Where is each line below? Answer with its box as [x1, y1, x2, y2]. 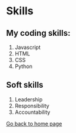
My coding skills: [6, 28, 71, 38]
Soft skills [6, 80, 43, 90]
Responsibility [14, 102, 49, 109]
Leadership [14, 95, 43, 103]
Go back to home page [6, 120, 62, 127]
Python [14, 63, 33, 70]
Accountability [14, 109, 50, 116]
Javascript [14, 44, 41, 51]
